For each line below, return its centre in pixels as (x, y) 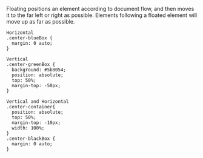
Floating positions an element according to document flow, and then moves (100, 9)
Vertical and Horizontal (38, 102)
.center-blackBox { (31, 139)
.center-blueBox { (29, 38)
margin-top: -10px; (36, 123)
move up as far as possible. (41, 21)
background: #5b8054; (39, 70)
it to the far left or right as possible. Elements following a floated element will (102, 15)
